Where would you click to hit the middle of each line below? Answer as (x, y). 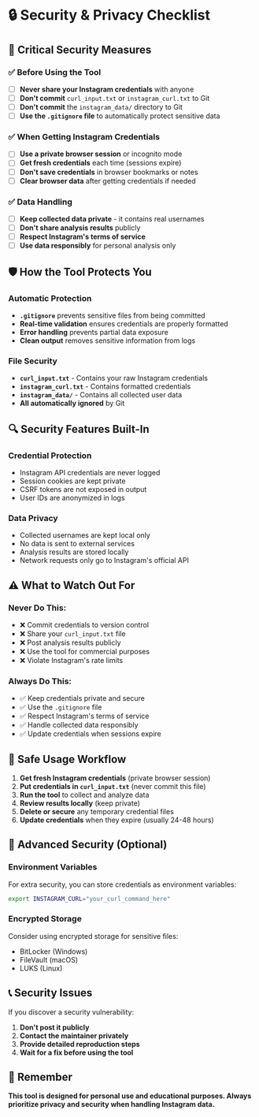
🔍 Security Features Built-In (79, 429)
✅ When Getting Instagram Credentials (84, 137)
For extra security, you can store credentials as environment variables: (122, 884)
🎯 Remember (40, 1077)
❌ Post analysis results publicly (70, 642)
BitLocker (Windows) (54, 951)
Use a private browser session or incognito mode (101, 154)
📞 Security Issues (50, 993)
